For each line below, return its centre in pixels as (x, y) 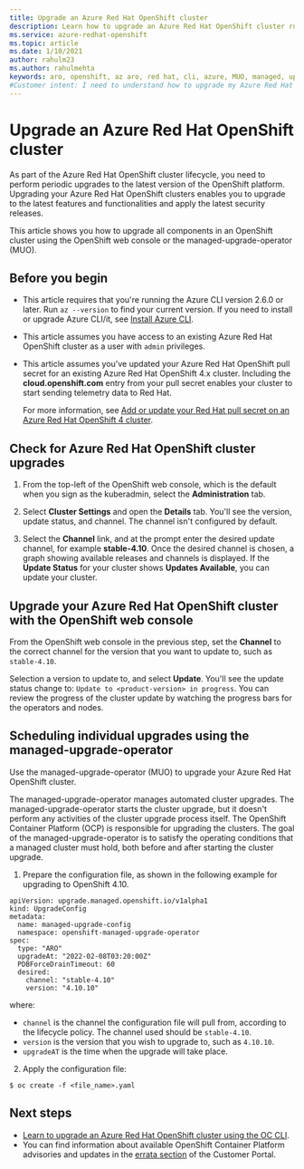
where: (23, 1005)
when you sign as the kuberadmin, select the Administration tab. (144, 494)
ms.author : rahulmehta (52, 69)
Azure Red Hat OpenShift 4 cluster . (88, 420)
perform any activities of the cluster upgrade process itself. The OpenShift (148, 818)
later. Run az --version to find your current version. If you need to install (157, 310)
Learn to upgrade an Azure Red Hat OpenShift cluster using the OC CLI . (156, 1135)
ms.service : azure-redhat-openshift (78, 34)
